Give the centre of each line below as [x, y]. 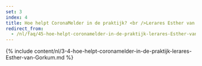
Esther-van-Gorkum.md [35, 58]
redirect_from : [25, 28]
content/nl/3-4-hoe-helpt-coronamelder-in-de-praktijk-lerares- [113, 51]
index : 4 [17, 17]
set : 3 [14, 12]
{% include [19, 51]
